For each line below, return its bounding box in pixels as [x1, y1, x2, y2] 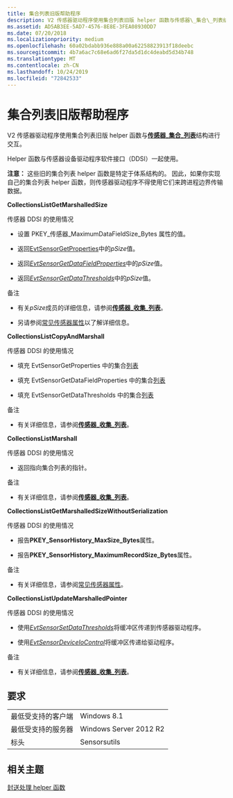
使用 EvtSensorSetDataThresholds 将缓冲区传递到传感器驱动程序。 [17, 624, 205, 632]
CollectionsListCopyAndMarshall [7, 332, 105, 341]
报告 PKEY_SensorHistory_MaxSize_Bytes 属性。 [17, 536, 158, 544]
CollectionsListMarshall [7, 434, 78, 443]
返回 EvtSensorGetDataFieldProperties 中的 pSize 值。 [17, 259, 166, 268]
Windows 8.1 [80, 711, 123, 721]
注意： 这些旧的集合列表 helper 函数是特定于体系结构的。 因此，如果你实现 [7, 170, 221, 178]
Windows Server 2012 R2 [80, 724, 165, 734]
